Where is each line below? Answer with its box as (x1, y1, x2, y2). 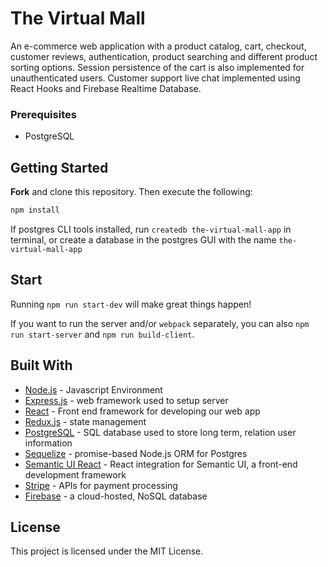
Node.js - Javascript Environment (24, 383, 163, 396)
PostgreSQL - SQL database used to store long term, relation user (24, 426, 297, 438)
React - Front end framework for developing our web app (24, 405, 261, 417)
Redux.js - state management (24, 415, 147, 427)
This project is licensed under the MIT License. (10, 545, 204, 557)
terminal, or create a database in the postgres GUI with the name (10, 233, 277, 246)
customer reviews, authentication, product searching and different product (10, 50, 318, 62)
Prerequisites (10, 107, 77, 121)
